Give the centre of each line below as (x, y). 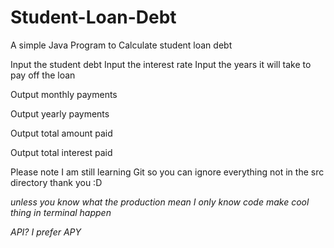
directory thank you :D (56, 182)
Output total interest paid (61, 152)
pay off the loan (43, 75)
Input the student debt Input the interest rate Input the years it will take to (161, 64)
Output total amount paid (61, 133)
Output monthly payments (64, 94)
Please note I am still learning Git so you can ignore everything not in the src (167, 172)
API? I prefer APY (46, 232)
